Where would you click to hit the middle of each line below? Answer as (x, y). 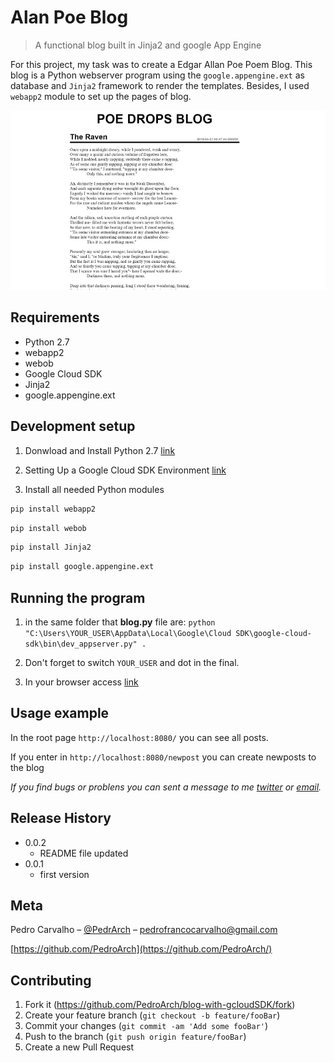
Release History (61, 818)
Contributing (51, 980)
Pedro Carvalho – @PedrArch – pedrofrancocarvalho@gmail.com (144, 930)
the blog (27, 767)
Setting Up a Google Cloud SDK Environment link (125, 470)
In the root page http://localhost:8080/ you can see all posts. (139, 737)
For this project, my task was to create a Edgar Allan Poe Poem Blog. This (161, 64)
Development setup (73, 426)
